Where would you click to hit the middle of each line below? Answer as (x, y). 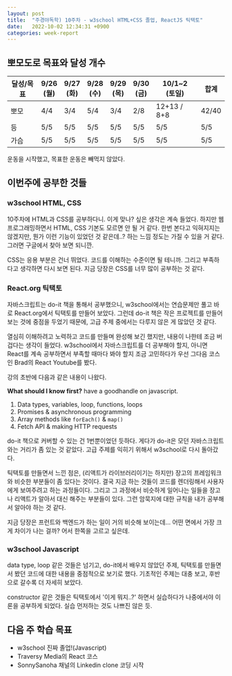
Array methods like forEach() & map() (70, 419)
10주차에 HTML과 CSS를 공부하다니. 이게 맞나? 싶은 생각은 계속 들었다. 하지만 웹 (116, 219)
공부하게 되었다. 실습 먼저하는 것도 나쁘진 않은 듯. (86, 606)
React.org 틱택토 (35, 288)
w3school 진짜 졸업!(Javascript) (62, 648)
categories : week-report (43, 33)
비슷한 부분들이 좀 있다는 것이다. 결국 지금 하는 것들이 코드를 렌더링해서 (110, 481)
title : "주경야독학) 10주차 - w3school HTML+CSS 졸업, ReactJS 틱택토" (105, 20)
